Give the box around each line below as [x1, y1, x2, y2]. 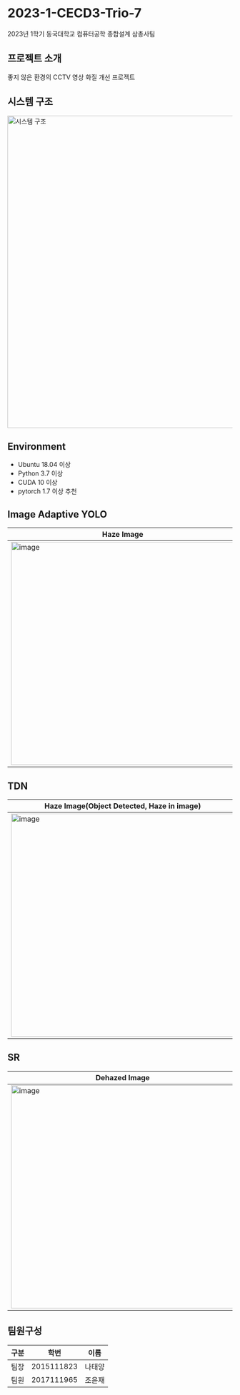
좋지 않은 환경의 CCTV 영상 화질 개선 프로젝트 [7, 73, 136, 81]
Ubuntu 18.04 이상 [17, 460, 71, 469]
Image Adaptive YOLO [7, 508, 108, 520]
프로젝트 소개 [7, 52, 62, 65]
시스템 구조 [7, 96, 54, 108]
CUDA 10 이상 [17, 478, 58, 487]
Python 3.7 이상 [17, 469, 64, 478]
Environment [7, 440, 66, 453]
